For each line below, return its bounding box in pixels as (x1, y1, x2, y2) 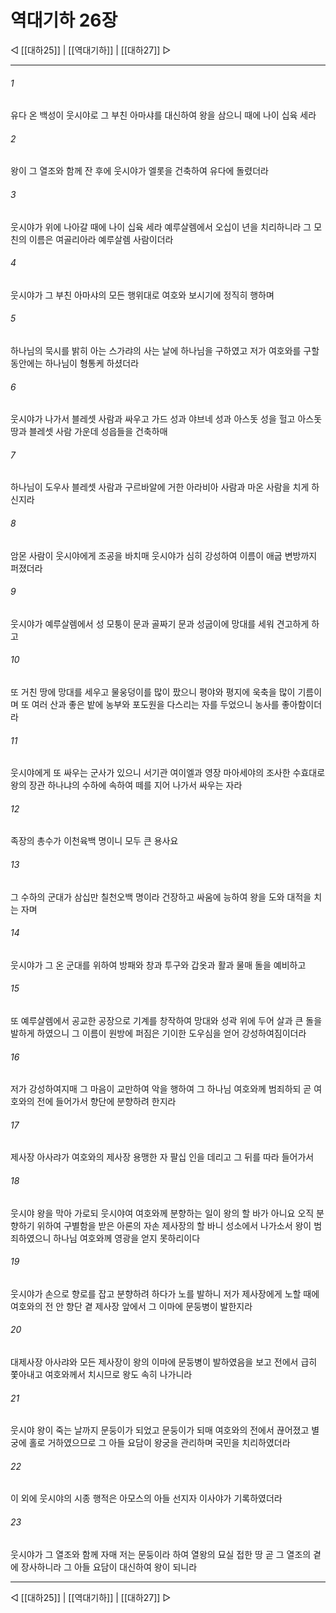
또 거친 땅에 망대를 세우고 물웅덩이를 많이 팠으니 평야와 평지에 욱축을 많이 (10, 686, 296, 698)
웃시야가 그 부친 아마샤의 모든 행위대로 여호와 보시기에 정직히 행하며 (10, 289, 275, 301)
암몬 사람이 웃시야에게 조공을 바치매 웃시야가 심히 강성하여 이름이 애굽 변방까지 (10, 549, 318, 561)
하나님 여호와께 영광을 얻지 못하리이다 (53, 1232, 201, 1244)
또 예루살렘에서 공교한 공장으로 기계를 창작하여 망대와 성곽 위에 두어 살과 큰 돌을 (10, 1014, 323, 1026)
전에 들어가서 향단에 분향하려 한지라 (36, 1096, 177, 1108)
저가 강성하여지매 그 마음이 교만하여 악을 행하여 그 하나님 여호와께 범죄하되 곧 (10, 1083, 312, 1095)
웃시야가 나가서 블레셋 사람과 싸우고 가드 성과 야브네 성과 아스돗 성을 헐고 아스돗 (10, 413, 323, 425)
